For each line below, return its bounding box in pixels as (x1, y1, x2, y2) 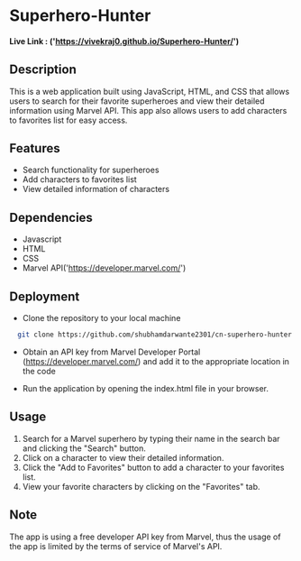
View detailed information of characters (22, 184, 169, 195)
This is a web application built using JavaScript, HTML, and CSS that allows (9, 86, 290, 97)
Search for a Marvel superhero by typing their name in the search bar (22, 433, 281, 444)
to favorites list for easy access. (9, 115, 128, 125)
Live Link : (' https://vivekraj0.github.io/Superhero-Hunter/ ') (9, 35, 240, 46)
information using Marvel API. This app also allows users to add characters (9, 105, 287, 115)
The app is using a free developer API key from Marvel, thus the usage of (9, 531, 281, 542)
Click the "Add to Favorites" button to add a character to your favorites (22, 462, 285, 473)
